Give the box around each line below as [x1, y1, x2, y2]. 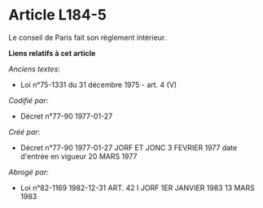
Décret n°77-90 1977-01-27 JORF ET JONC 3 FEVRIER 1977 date [20, 142, 238, 152]
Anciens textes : [8, 63, 61, 74]
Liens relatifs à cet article [8, 48, 96, 58]
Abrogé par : [8, 167, 49, 176]
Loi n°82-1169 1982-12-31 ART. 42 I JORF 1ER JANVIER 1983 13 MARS [20, 183, 255, 193]
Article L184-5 [8, 6, 107, 24]
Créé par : [8, 127, 41, 136]
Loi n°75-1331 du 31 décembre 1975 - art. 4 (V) [20, 80, 178, 89]
